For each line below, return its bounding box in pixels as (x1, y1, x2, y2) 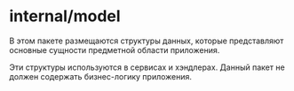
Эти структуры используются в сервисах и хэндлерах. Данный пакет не (9, 62, 286, 72)
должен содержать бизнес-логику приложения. (9, 71, 193, 81)
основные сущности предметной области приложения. (9, 44, 220, 55)
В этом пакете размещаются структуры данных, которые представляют (9, 35, 284, 46)
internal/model (9, 6, 122, 27)
